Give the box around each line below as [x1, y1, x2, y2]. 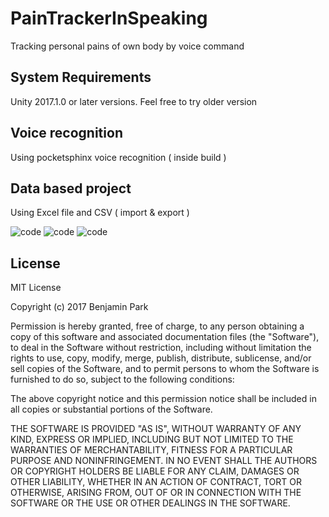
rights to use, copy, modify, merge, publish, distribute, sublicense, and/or [10, 352, 312, 364]
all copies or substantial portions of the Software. [10, 403, 213, 416]
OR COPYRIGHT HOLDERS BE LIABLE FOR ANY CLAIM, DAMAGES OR [10, 465, 300, 477]
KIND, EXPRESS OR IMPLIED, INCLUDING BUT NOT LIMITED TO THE [10, 433, 294, 446]
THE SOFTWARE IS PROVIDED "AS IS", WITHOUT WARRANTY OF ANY [10, 423, 302, 435]
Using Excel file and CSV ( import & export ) [10, 207, 190, 219]
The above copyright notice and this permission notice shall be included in [10, 393, 317, 405]
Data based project [10, 180, 132, 197]
